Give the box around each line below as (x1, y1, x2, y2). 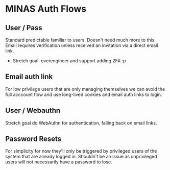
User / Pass (5, 23, 42, 32)
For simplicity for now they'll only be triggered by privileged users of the (5, 148, 157, 154)
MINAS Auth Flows (5, 3, 87, 15)
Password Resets (5, 135, 62, 143)
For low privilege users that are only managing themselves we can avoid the (5, 86, 165, 92)
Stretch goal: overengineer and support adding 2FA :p (12, 58, 126, 64)
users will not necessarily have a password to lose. (5, 159, 112, 165)
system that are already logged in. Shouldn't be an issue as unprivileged (5, 154, 157, 160)
